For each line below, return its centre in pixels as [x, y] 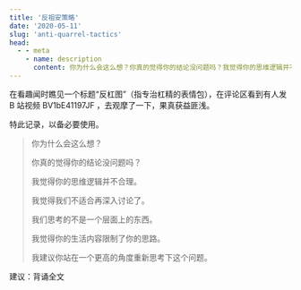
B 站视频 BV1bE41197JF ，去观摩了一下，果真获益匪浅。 [112, 105]
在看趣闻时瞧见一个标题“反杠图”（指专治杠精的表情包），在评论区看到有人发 [148, 94]
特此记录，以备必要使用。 [56, 124]
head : [19, 43]
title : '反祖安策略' [44, 17]
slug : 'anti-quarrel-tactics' [66, 34]
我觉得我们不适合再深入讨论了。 [90, 200]
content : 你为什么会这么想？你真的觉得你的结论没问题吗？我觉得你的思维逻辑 [158, 68]
